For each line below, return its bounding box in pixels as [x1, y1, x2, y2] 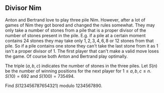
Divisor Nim [5, 4, 42, 12]
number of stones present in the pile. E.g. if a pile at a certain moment [5, 32, 146, 38]
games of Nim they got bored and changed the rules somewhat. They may [5, 22, 155, 28]
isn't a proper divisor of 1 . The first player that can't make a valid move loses [5, 48, 159, 54]
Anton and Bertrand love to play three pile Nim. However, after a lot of [5, 17, 145, 23]
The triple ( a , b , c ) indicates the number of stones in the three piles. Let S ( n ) [5, 63, 158, 69]
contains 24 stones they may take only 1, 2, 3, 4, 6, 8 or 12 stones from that [5, 38, 154, 44]
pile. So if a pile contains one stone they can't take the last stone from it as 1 [5, 43, 158, 48]
